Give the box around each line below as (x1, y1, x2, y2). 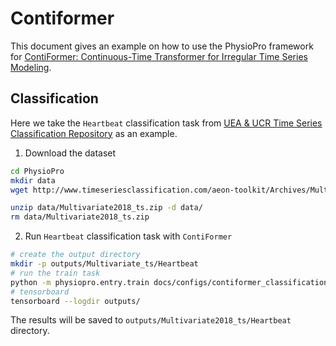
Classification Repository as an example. (10, 127, 178, 139)
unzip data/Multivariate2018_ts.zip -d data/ (10, 203, 203, 213)
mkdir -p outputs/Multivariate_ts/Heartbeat (10, 259, 199, 269)
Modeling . (10, 61, 52, 73)
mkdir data (10, 175, 56, 186)
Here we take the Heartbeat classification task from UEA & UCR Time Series (10, 117, 323, 129)
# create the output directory (10, 250, 141, 260)
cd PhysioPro (10, 166, 65, 176)
